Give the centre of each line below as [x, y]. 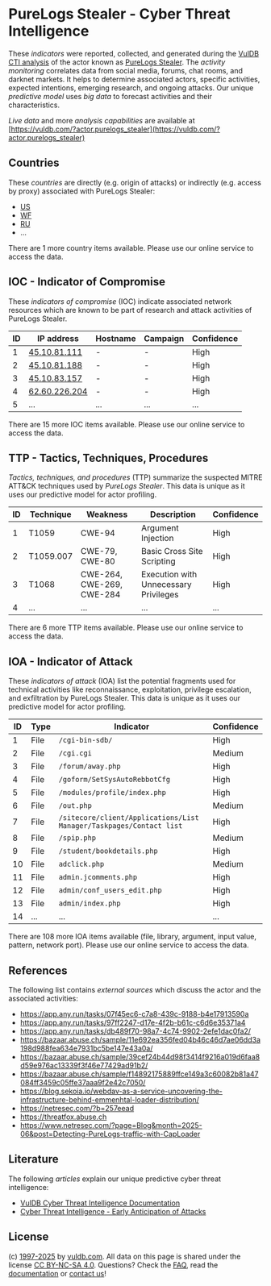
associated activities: [44, 998]
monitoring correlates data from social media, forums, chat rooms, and [126, 70]
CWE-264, [102, 575]
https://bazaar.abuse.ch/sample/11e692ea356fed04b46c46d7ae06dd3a [140, 1040]
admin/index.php [90, 903]
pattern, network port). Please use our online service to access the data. [129, 945]
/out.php [75, 806]
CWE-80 [98, 561]
